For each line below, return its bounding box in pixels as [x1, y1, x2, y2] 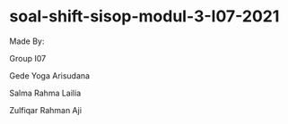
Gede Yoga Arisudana [9, 70, 91, 81]
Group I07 [9, 53, 47, 63]
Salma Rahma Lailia [9, 87, 82, 98]
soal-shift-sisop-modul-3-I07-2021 [9, 6, 280, 27]
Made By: [9, 36, 45, 46]
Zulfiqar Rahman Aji [9, 104, 83, 115]
